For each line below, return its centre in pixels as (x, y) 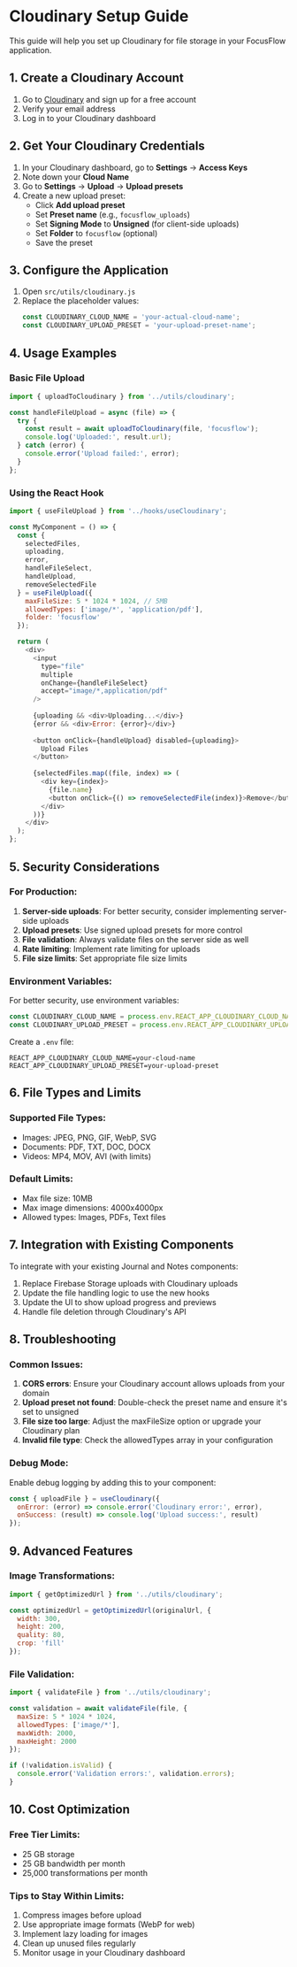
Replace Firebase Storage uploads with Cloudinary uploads (130, 1283)
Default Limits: (41, 1179)
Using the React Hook (57, 493)
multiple (57, 674)
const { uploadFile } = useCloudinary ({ (85, 1498)
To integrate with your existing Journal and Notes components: (124, 1266)
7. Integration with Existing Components (122, 1245)
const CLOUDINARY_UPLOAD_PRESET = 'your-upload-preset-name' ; (139, 326)
